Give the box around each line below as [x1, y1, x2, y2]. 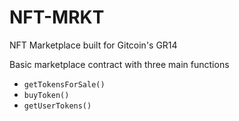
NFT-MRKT [9, 6, 105, 29]
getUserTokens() [23, 101, 92, 111]
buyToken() [23, 90, 70, 100]
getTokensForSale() [23, 79, 106, 90]
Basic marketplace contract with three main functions [9, 58, 230, 70]
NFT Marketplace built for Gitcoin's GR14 [9, 39, 178, 51]
